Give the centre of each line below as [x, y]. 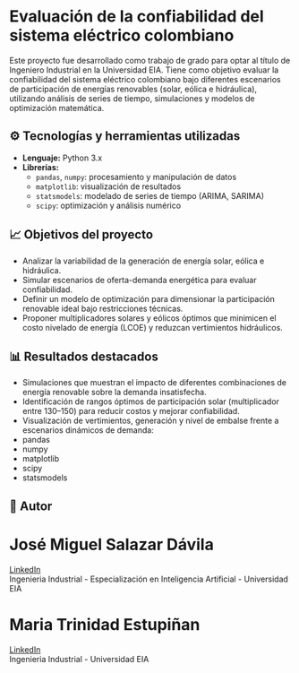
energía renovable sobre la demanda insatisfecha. [115, 393]
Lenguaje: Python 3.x [62, 158]
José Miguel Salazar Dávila [112, 544]
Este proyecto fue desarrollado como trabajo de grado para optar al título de [150, 60]
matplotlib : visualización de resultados [108, 186]
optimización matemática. [57, 108]
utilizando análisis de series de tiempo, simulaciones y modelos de [132, 98]
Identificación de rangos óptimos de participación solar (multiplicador [151, 401]
